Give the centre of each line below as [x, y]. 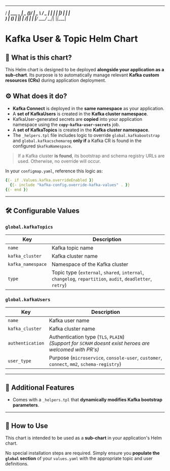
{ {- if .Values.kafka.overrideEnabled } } [50, 180]
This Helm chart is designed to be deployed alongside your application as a [85, 69]
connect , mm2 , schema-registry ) [85, 364]
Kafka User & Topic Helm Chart [72, 39]
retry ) [59, 285]
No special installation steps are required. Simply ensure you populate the [83, 453]
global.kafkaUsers [28, 300]
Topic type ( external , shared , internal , [98, 272]
